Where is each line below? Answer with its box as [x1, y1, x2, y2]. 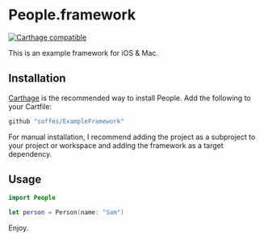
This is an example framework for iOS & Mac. [8, 48, 159, 57]
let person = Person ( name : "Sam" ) [8, 209, 125, 217]
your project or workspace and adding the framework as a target [8, 140, 224, 150]
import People [8, 194, 57, 202]
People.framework [8, 6, 136, 24]
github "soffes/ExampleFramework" [8, 117, 125, 125]
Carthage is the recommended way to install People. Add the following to [8, 93, 252, 103]
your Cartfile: [8, 101, 52, 111]
